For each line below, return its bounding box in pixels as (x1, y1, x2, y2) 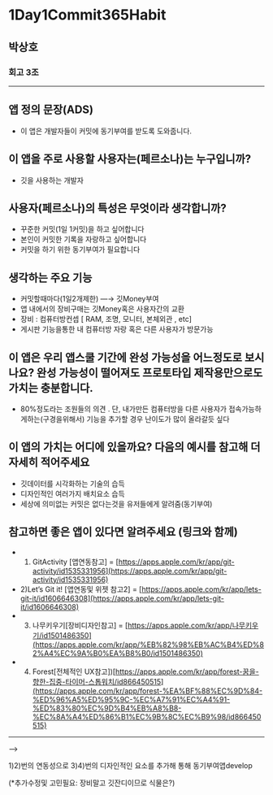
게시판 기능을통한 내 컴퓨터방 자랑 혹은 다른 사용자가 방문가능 (19, 324, 214, 334)
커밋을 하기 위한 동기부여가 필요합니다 (19, 245, 141, 254)
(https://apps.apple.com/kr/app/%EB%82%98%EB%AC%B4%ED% (32, 640, 260, 649)
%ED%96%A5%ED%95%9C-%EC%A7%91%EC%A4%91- (32, 694, 231, 704)
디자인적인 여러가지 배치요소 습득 (19, 489, 125, 498)
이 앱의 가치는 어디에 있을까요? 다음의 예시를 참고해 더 (8, 441, 261, 454)
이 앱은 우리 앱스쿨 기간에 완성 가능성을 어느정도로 (8, 350, 242, 364)
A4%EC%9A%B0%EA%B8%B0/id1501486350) (43, 648, 203, 658)
